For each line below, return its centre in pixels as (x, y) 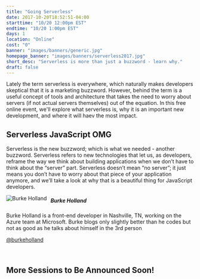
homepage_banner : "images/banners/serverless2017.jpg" (76, 56)
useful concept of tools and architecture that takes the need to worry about (99, 97)
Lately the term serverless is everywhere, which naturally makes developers (100, 84)
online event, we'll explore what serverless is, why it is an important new (95, 109)
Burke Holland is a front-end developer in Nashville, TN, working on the (94, 216)
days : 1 (16, 34)
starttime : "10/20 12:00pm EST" (46, 23)
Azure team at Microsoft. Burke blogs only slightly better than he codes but (99, 222)
